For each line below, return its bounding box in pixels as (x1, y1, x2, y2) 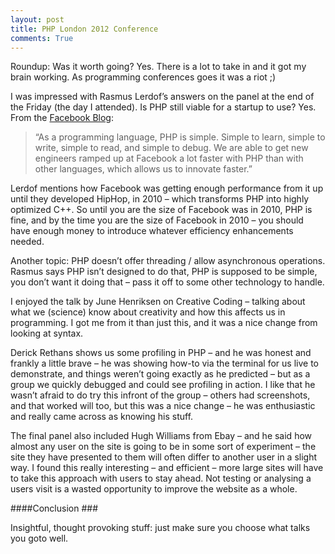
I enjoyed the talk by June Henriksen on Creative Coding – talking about (10, 296, 306, 308)
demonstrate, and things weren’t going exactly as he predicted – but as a (10, 368, 311, 380)
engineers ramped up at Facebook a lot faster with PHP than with (34, 152, 304, 165)
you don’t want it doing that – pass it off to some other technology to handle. (10, 276, 325, 288)
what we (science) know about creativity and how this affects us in (10, 306, 286, 318)
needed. (10, 236, 45, 248)
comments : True (10, 33, 74, 43)
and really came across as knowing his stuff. (10, 411, 194, 423)
